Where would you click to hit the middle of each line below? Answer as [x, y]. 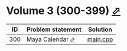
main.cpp [100, 39]
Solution [100, 29]
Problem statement [54, 29]
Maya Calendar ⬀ [51, 39]
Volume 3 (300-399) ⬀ [63, 11]
